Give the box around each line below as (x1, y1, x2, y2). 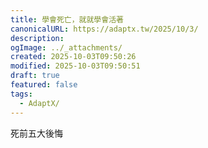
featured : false (10, 80, 78, 90)
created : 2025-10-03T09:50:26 (10, 52, 137, 62)
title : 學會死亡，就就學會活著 (10, 14, 124, 25)
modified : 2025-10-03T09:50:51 (10, 61, 141, 71)
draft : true (10, 71, 60, 81)
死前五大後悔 (10, 127, 63, 139)
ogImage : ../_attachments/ (10, 42, 123, 53)
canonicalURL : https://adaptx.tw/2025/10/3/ (10, 24, 199, 34)
